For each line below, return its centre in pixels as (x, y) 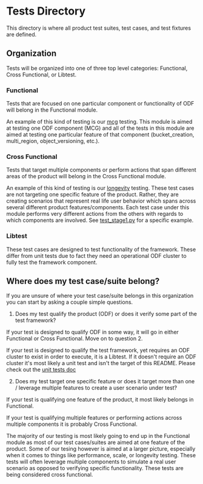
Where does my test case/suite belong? (83, 281)
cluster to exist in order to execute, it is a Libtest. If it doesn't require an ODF (101, 357)
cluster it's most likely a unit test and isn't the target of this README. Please (101, 363)
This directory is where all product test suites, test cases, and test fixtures (99, 28)
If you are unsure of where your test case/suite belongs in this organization (100, 296)
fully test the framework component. (52, 262)
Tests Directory (46, 11)
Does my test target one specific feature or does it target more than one (105, 381)
